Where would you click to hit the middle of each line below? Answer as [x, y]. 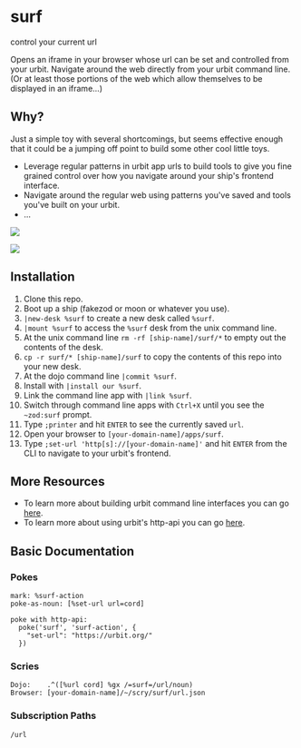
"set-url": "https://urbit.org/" [90, 636]
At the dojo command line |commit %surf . [100, 376]
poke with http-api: [49, 620]
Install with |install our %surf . [82, 385]
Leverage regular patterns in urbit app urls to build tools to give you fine [158, 166]
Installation [43, 277]
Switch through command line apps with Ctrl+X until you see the [144, 405]
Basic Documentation [73, 551]
